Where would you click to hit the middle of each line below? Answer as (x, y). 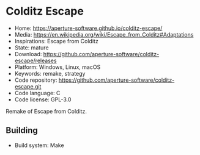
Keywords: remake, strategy (50, 73)
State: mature (32, 48)
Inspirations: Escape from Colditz (56, 41)
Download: (28, 54)
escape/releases (35, 60)
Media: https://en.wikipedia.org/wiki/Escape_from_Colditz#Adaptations (104, 34)
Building (22, 130)
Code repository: (36, 80)
